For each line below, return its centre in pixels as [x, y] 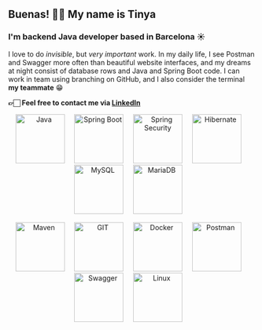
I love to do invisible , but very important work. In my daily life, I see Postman [131, 54]
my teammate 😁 [36, 87]
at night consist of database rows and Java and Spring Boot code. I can [124, 71]
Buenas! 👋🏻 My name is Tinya [82, 15]
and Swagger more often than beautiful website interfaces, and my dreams [130, 62]
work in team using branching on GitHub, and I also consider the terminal [127, 79]
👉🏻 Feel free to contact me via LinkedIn [74, 102]
